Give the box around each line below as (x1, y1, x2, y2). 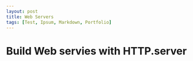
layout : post (6, 8, 38, 15)
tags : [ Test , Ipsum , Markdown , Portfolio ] (6, 19, 112, 25)
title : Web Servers (6, 14, 54, 20)
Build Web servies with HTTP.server (6, 44, 187, 58)
